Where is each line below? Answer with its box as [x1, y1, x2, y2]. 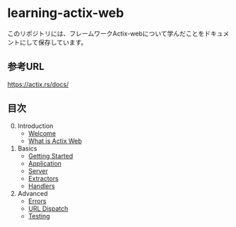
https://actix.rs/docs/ [7, 80, 69, 88]
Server [28, 166, 48, 175]
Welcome [28, 129, 57, 137]
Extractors [28, 174, 59, 182]
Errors [28, 197, 47, 205]
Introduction [17, 122, 54, 130]
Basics [17, 144, 38, 153]
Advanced [17, 189, 48, 197]
